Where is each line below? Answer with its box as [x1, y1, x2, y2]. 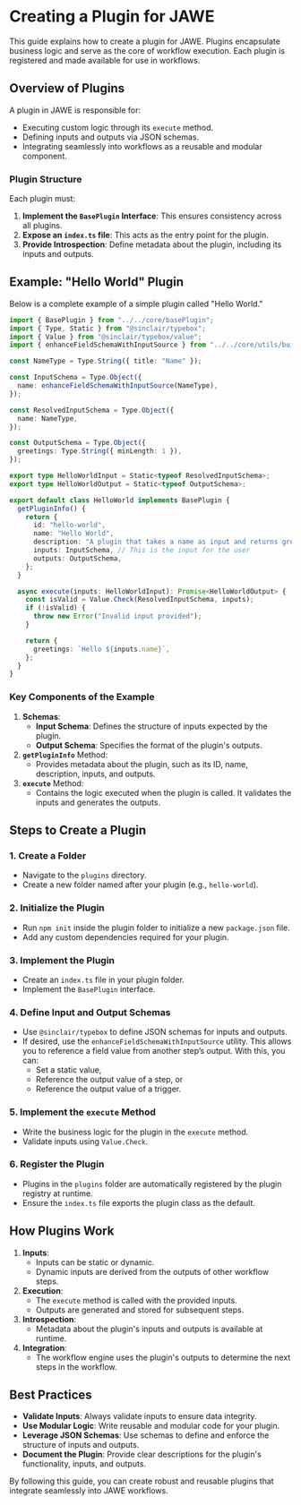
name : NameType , [17, 414, 78, 423]
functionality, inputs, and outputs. [21, 1458, 146, 1469]
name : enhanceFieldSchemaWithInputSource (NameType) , [17, 381, 219, 390]
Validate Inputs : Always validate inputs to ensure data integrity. [21, 1411, 257, 1422]
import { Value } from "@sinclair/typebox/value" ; [9, 332, 202, 341]
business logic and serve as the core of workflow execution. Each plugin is [9, 45, 285, 56]
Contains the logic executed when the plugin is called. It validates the [35, 787, 292, 798]
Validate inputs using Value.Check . [21, 1135, 149, 1147]
